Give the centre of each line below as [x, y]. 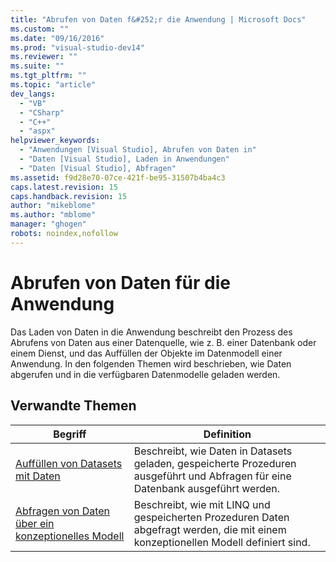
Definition [227, 434]
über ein [35, 523]
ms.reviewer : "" [44, 57]
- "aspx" [37, 131]
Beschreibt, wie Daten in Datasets [213, 451]
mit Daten [38, 476]
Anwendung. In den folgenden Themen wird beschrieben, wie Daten [151, 363]
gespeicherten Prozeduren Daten [211, 517]
